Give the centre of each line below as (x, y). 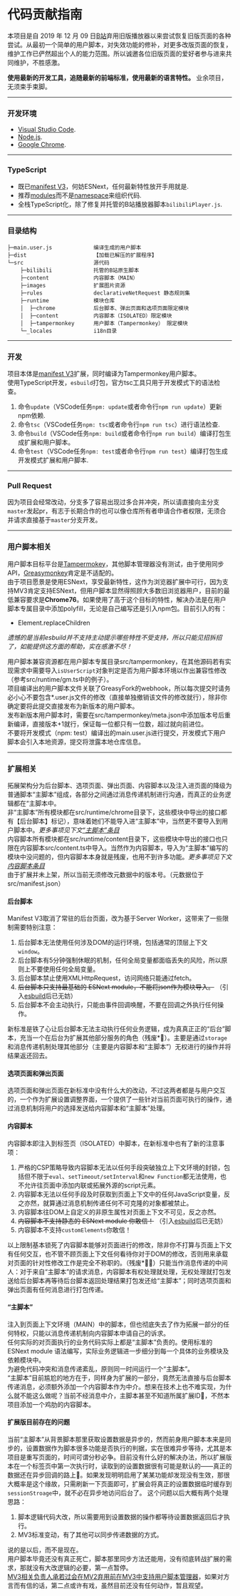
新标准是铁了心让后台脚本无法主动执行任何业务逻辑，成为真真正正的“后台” (116, 1029)
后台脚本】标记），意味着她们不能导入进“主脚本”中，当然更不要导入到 (121, 822)
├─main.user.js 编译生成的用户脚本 (74, 247)
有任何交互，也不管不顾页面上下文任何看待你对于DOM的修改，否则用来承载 (118, 1254)
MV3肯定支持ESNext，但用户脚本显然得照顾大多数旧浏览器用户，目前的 (119, 590)
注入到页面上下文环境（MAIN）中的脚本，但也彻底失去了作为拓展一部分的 (115, 1324)
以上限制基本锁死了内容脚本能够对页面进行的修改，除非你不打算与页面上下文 (120, 1244)
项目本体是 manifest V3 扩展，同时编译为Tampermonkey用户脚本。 (104, 374)
